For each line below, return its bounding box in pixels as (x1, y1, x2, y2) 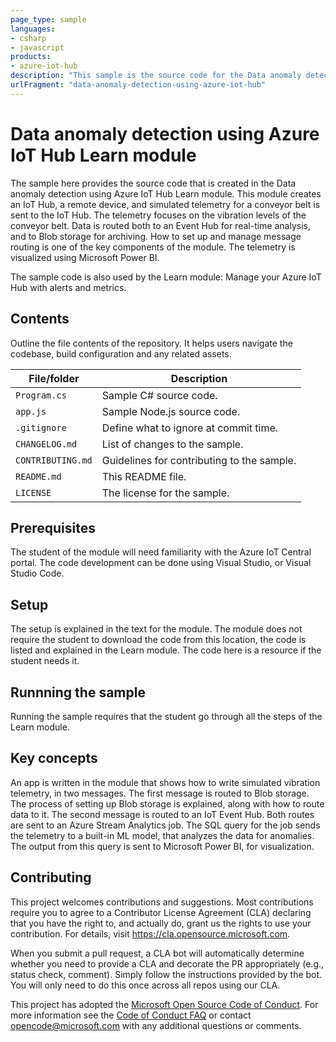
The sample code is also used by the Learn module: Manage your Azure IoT (10, 271, 322, 283)
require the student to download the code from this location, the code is (10, 634, 307, 646)
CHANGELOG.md (15, 438, 78, 450)
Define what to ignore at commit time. (101, 421, 279, 435)
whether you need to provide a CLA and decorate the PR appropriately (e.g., (10, 957, 325, 970)
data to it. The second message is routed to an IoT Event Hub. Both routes (10, 808, 315, 820)
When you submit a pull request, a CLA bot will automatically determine (10, 947, 305, 959)
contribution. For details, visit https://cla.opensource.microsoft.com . (10, 927, 291, 940)
